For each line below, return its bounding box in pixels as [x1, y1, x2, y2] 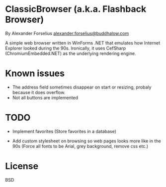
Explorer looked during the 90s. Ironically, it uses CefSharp [5, 45, 126, 51]
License [5, 161, 39, 172]
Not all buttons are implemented [12, 94, 79, 100]
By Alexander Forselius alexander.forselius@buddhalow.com [5, 30, 129, 36]
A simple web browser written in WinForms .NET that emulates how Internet [5, 40, 161, 46]
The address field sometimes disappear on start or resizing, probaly [12, 84, 152, 90]
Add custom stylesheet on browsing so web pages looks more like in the [12, 138, 161, 144]
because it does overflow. [12, 89, 66, 95]
